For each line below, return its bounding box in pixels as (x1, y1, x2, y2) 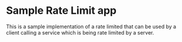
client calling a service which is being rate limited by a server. (6, 29, 154, 36)
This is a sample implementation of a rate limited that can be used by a (6, 23, 177, 30)
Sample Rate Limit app (6, 4, 117, 17)
